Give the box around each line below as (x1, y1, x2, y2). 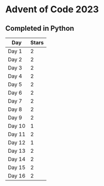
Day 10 (8, 123, 26, 129)
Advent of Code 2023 (5, 4, 99, 15)
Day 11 (8, 131, 26, 137)
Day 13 (8, 147, 26, 154)
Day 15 (8, 164, 26, 171)
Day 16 (8, 172, 26, 179)
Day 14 (8, 156, 26, 162)
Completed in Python (5, 24, 74, 33)
